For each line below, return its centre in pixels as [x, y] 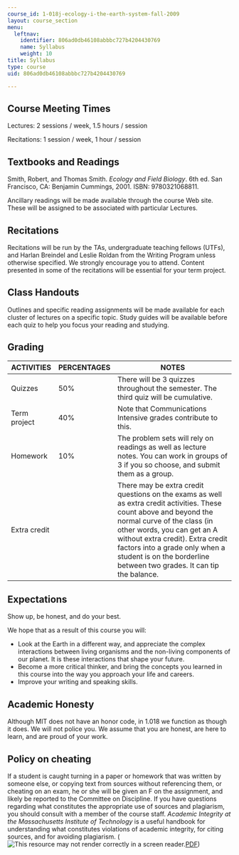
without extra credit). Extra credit [172, 538]
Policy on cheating [49, 759]
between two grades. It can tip [168, 565]
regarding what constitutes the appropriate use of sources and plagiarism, [116, 806]
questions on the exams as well [170, 494]
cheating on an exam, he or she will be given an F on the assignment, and [115, 791]
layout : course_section [43, 21]
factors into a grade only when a [171, 547]
